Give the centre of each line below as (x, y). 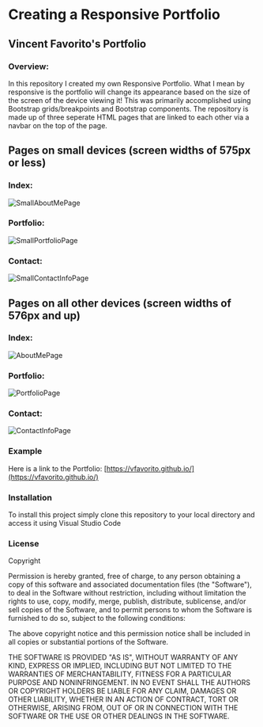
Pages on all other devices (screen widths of (120, 303)
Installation (30, 497)
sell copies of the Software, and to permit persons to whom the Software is (130, 610)
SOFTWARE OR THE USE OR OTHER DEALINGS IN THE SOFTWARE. (119, 716)
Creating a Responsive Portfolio (115, 15)
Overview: (28, 67)
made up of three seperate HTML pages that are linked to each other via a (129, 117)
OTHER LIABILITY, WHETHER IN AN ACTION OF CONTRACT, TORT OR (123, 699)
